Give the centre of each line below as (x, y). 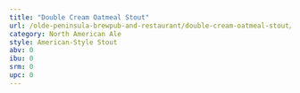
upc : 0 (21, 75)
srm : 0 (21, 67)
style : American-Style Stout (63, 42)
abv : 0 (21, 50)
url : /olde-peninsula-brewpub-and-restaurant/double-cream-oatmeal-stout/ (151, 26)
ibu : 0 (21, 58)
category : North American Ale (66, 34)
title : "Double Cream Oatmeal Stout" (79, 17)
